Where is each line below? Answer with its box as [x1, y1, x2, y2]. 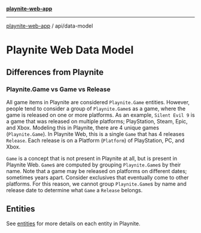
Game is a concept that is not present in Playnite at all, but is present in [6, 155, 178, 162]
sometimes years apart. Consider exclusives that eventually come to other [6, 174, 189, 181]
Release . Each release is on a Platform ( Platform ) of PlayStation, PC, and [6, 137, 184, 144]
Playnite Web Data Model [6, 43, 134, 57]
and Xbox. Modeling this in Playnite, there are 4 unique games [6, 124, 160, 131]
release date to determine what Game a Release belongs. [6, 186, 143, 193]
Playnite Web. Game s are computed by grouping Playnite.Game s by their [6, 161, 181, 168]
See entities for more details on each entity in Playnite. [6, 220, 141, 227]
